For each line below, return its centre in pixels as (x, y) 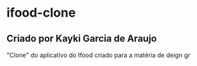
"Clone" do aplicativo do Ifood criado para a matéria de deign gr (98, 55)
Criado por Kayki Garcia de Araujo (82, 39)
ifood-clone (41, 13)
